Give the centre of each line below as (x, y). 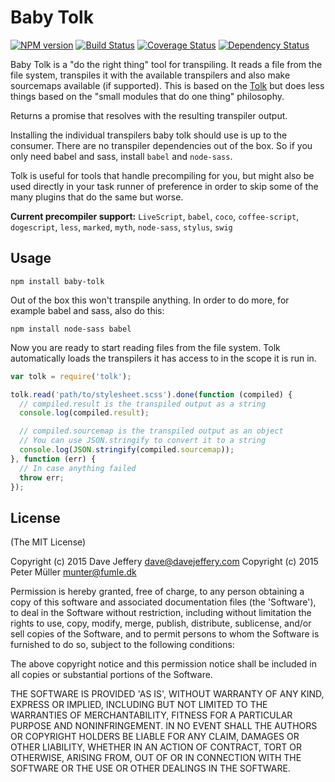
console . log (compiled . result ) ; (84, 413)
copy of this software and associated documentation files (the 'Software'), (163, 602)
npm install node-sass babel (71, 329)
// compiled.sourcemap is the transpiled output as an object (151, 431)
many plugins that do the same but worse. (97, 197)
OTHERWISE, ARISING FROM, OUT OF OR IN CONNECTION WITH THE (156, 758)
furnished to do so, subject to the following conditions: (122, 645)
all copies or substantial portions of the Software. (111, 675)
